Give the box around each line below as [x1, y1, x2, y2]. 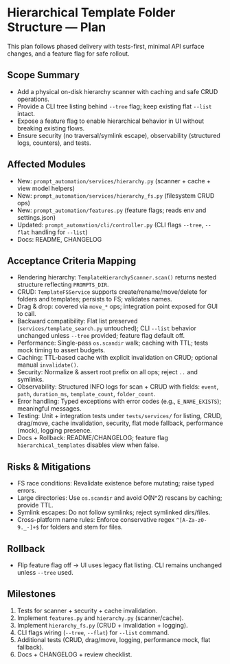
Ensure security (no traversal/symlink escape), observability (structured [16, 131, 221, 139]
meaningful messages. [16, 404, 82, 413]
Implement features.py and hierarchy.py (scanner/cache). [16, 613, 184, 622]
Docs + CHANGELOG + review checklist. [16, 650, 133, 659]
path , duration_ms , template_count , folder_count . [16, 390, 156, 398]
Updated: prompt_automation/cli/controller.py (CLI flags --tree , [16, 220, 204, 229]
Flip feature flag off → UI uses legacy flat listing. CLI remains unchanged [16, 561, 222, 569]
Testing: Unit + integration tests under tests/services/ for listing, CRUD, [16, 412, 222, 420]
